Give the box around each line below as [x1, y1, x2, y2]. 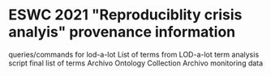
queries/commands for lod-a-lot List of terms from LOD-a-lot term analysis [8, 49, 260, 59]
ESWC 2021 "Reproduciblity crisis [8, 6, 243, 24]
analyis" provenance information [8, 23, 236, 41]
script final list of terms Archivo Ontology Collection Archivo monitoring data [8, 58, 264, 68]
